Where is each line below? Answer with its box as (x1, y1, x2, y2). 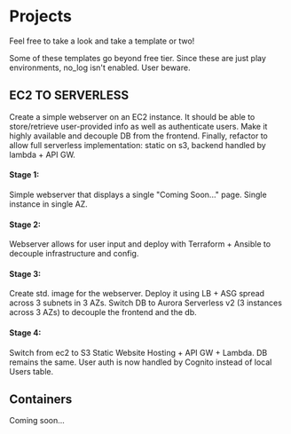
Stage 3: (9, 268, 42, 279)
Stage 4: (9, 327, 42, 338)
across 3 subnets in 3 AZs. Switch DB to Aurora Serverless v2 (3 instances (9, 297, 282, 308)
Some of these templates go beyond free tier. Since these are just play (9, 52, 266, 63)
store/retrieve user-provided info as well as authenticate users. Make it (9, 121, 268, 131)
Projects (9, 6, 73, 27)
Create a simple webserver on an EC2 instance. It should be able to (9, 111, 256, 122)
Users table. (9, 366, 54, 376)
